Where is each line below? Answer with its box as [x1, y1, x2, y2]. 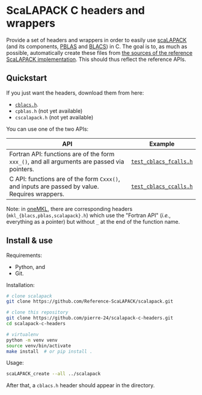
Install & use [6, 236, 53, 246]
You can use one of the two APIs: [6, 125, 89, 133]
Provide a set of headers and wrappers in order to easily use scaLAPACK [6, 36, 187, 43]
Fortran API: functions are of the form [9, 150, 115, 158]
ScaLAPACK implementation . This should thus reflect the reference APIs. [6, 55, 186, 63]
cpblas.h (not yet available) [14, 107, 83, 115]
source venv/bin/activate [6, 343, 71, 349]
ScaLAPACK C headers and [6, 4, 145, 17]
